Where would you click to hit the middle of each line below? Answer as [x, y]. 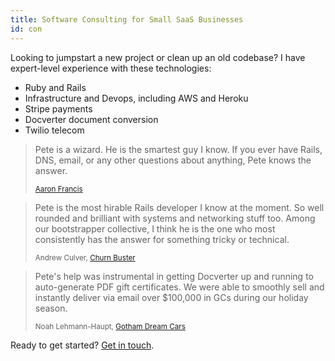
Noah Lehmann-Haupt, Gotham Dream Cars [110, 326]
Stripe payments [58, 108]
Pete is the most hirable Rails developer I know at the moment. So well [179, 207]
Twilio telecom [54, 130]
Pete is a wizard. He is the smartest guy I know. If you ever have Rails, [178, 149]
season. [51, 308]
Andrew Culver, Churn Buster [85, 257]
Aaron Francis [58, 189]
